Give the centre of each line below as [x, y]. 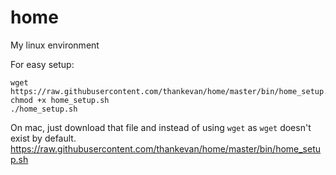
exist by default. [43, 138]
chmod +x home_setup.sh [60, 100]
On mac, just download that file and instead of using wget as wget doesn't [161, 127]
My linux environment [55, 45]
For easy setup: [42, 64]
